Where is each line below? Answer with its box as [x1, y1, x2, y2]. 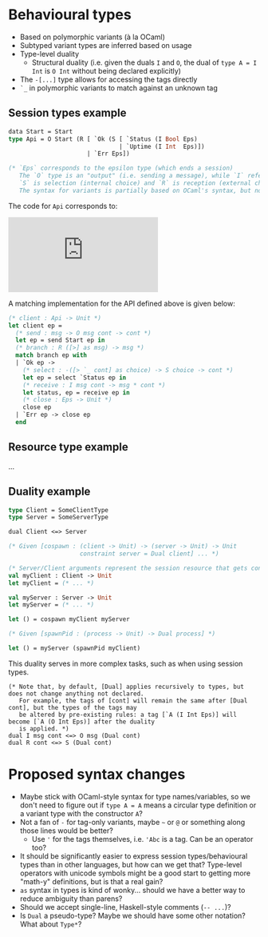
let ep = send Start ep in [15, 336, 105, 345]
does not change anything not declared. [8, 690, 145, 698]
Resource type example [8, 440, 129, 454]
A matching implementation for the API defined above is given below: [8, 298, 235, 308]
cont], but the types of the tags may [8, 703, 137, 711]
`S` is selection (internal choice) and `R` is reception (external [18, 179, 251, 187]
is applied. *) [18, 724, 69, 733]
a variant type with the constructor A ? [19, 808, 144, 818]
